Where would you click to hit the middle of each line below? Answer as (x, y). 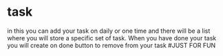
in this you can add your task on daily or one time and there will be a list (109, 31)
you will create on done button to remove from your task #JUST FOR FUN (111, 45)
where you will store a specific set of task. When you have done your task (112, 38)
